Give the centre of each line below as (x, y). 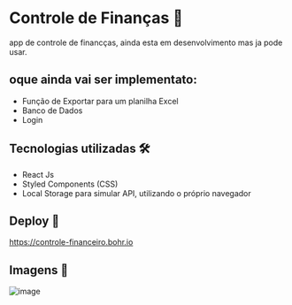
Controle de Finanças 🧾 (96, 18)
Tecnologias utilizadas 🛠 (80, 149)
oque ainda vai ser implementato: (103, 80)
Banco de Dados (52, 111)
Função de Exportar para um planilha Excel (100, 101)
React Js (38, 174)
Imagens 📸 (39, 270)
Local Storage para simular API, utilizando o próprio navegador (137, 193)
